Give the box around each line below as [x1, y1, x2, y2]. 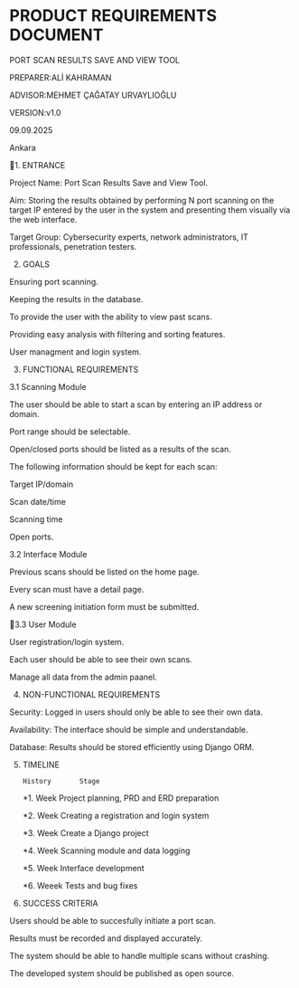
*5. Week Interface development [22, 862, 145, 873]
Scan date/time [9, 496, 66, 507]
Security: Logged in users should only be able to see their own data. [9, 707, 264, 717]
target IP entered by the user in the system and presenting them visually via [9, 204, 291, 215]
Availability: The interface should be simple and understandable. [9, 724, 248, 735]
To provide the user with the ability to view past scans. [9, 311, 212, 322]
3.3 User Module [14, 619, 77, 630]
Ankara [9, 142, 36, 153]
